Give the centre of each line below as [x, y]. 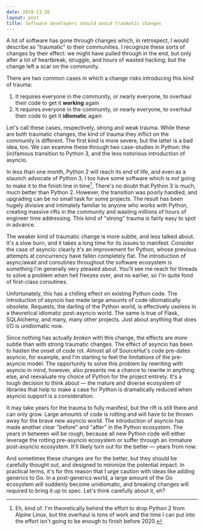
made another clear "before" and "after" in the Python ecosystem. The [95, 427]
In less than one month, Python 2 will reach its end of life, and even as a [96, 172]
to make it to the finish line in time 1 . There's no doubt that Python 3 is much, [101, 185]
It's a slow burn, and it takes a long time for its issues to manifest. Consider [100, 243]
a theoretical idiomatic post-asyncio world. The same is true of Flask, [93, 313]
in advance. [21, 225]
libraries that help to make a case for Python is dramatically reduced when [99, 390]
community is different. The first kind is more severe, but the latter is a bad [100, 141]
